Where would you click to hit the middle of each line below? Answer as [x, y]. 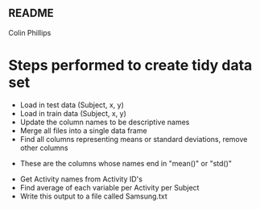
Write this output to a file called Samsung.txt [93, 196]
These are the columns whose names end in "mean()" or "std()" [126, 163]
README [31, 13]
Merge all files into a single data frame [83, 130]
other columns [44, 148]
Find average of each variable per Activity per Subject [109, 187]
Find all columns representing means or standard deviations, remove [134, 139]
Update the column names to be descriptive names [105, 122]
